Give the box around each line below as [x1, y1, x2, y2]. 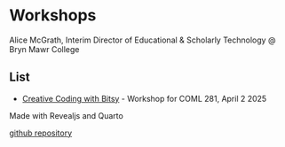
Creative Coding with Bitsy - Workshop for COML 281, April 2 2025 [21, 93, 267, 104]
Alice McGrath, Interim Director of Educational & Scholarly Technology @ [9, 35, 276, 45]
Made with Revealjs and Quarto [9, 110, 124, 120]
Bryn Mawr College [9, 43, 80, 54]
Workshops [9, 5, 97, 26]
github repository [9, 128, 73, 138]
